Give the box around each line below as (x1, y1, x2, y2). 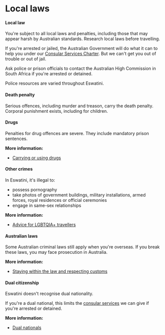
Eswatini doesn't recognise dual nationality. (5, 290, 94, 297)
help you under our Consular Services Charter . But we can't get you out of (5, 50, 157, 57)
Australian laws (5, 233, 38, 239)
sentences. (5, 136, 28, 142)
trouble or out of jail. (5, 56, 46, 62)
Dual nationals (12, 325, 41, 331)
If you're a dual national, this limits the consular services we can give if (5, 300, 149, 306)
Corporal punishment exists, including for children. (5, 108, 108, 114)
